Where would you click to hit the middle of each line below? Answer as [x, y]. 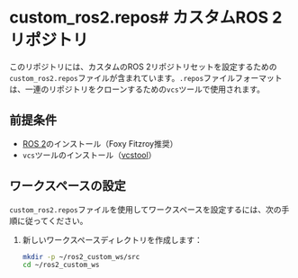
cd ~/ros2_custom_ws [61, 265]
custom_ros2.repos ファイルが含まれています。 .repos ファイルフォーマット [146, 77]
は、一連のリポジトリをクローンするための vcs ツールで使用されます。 [137, 89]
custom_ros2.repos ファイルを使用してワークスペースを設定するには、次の [145, 209]
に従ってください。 [52, 220]
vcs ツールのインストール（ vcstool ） [89, 155]
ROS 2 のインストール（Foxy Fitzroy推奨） [100, 143]
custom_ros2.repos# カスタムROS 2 [146, 18]
